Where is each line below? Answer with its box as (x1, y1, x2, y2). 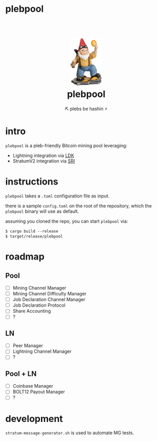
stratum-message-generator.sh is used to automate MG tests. (5, 430, 134, 436)
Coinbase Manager (12, 383, 53, 389)
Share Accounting (12, 308, 51, 314)
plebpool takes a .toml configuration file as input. (5, 193, 110, 199)
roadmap (5, 251, 45, 263)
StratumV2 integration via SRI (12, 158, 75, 164)
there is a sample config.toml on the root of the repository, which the (5, 203, 152, 209)
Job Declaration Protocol (12, 302, 66, 308)
